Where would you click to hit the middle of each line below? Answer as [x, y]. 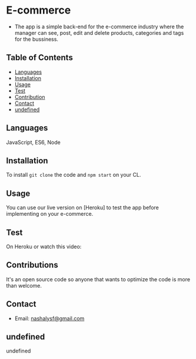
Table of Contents [40, 57]
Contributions [32, 265]
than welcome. [24, 285]
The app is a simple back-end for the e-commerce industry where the [99, 27]
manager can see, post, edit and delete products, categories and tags [99, 32]
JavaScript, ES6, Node [33, 142]
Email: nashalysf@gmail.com [49, 318]
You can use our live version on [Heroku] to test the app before [82, 208]
